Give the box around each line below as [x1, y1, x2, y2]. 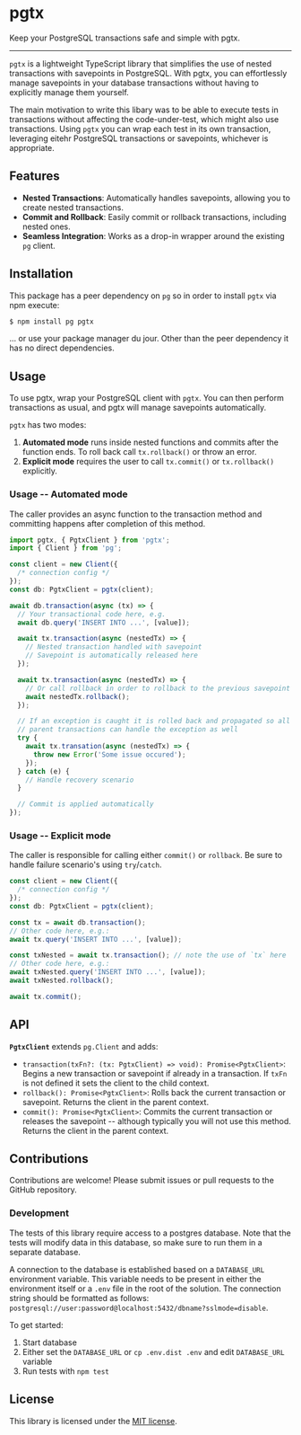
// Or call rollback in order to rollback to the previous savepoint [25, 684, 291, 693]
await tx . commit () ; [9, 992, 82, 1001]
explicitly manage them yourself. [9, 86, 130, 97]
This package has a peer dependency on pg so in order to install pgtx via [9, 290, 277, 301]
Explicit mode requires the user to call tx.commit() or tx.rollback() [21, 456, 275, 467]
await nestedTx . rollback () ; [25, 692, 130, 701]
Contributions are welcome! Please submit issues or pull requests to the [9, 1175, 275, 1186]
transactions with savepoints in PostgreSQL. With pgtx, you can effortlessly [9, 67, 288, 78]
